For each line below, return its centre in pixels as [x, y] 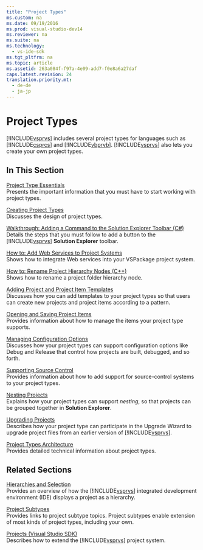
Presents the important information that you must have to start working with [101, 191]
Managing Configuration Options [47, 339]
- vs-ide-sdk [28, 52]
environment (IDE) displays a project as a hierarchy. [71, 498]
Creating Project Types [35, 210]
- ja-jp [22, 91]
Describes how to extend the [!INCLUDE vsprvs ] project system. [86, 540]
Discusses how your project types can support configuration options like [97, 345]
